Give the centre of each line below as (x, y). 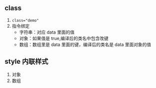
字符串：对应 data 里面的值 (47, 32)
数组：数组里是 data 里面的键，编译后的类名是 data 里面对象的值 (85, 44)
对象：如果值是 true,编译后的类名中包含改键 (64, 38)
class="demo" (25, 20)
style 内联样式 (26, 62)
